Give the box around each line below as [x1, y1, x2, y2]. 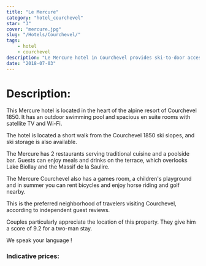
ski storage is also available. [6, 139, 78, 146]
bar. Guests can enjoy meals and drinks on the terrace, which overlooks [6, 157, 188, 164]
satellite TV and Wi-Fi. [6, 120, 63, 127]
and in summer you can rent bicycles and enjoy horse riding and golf [6, 181, 180, 189]
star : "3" [6, 20, 32, 26]
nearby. [6, 188, 26, 196]
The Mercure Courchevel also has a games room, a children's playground [6, 175, 192, 183]
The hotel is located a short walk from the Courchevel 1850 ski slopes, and [6, 132, 195, 139]
